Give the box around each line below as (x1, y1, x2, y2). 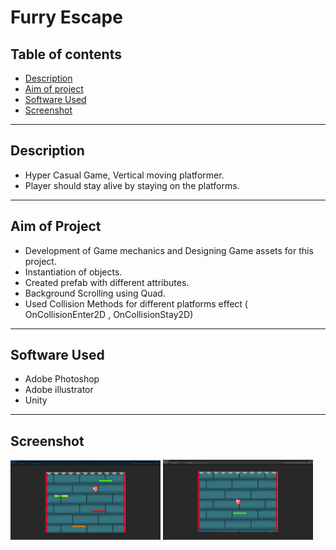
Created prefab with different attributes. (24, 276, 190, 288)
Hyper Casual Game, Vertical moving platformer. (24, 169, 225, 181)
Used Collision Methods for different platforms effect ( (24, 297, 248, 310)
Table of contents (10, 46, 122, 63)
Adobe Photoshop (24, 373, 100, 385)
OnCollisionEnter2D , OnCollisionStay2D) (24, 308, 194, 320)
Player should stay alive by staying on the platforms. (24, 179, 240, 191)
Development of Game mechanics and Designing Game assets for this (24, 244, 314, 256)
